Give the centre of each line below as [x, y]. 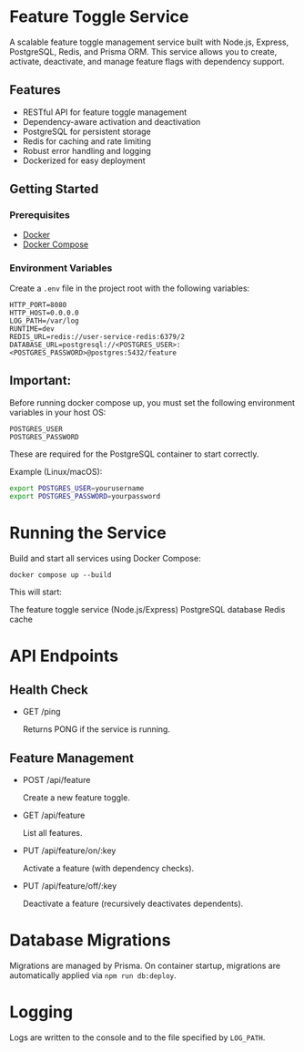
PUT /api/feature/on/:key [69, 851]
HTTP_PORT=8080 [38, 304]
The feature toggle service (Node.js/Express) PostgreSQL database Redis [147, 610]
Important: [40, 381]
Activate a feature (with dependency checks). [108, 869]
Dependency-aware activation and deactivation [111, 121]
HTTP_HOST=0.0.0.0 [44, 313]
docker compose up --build [61, 575]
